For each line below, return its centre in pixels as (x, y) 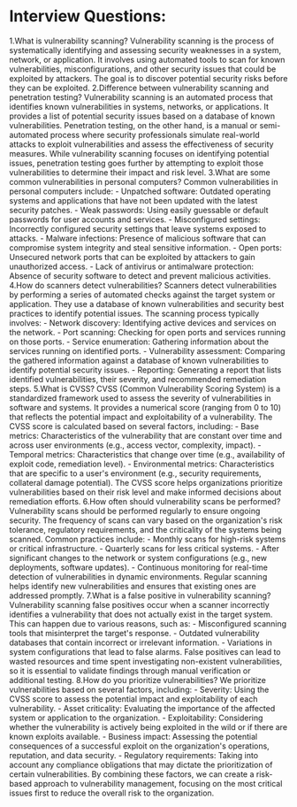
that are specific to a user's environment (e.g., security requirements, (136, 473)
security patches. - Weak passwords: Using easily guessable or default (139, 210)
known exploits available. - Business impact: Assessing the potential (133, 736)
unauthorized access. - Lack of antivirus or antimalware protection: (132, 266)
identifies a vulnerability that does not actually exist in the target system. (141, 614)
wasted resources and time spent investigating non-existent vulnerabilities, (146, 661)
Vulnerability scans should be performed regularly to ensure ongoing (135, 511)
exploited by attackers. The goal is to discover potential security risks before (148, 78)
